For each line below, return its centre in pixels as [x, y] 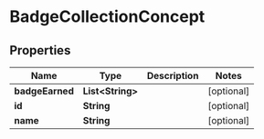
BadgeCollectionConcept [107, 17]
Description [173, 76]
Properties [40, 50]
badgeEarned [44, 91]
